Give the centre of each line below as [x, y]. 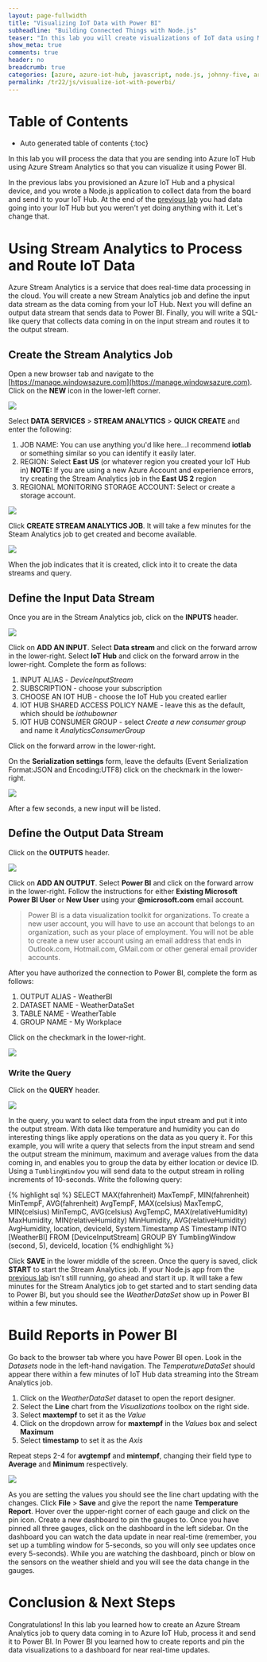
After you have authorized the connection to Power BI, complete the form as [133, 972]
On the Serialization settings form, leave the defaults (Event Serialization [128, 761]
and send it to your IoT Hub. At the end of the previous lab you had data [126, 200]
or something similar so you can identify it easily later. [108, 453]
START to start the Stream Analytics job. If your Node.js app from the [122, 1269]
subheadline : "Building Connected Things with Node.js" [103, 30]
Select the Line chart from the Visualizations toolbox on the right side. [134, 1407]
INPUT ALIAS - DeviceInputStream [76, 680]
